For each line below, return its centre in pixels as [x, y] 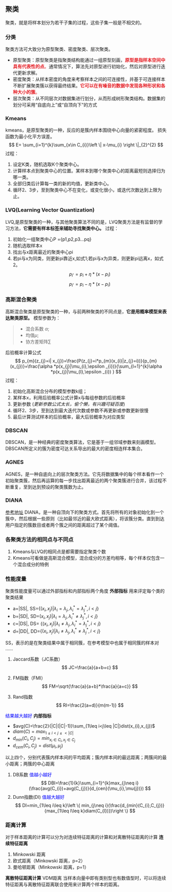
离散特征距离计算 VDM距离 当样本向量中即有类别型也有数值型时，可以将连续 [86, 878]
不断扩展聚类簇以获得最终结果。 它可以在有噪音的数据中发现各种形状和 [87, 86]
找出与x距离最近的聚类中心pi [43, 252]
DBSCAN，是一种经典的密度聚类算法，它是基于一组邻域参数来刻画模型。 [82, 442]
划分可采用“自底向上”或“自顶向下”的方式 [55, 105]
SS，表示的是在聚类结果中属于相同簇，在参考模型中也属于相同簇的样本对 [82, 643]
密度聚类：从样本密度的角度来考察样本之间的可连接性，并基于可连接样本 [89, 79]
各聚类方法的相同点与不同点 [39, 539]
